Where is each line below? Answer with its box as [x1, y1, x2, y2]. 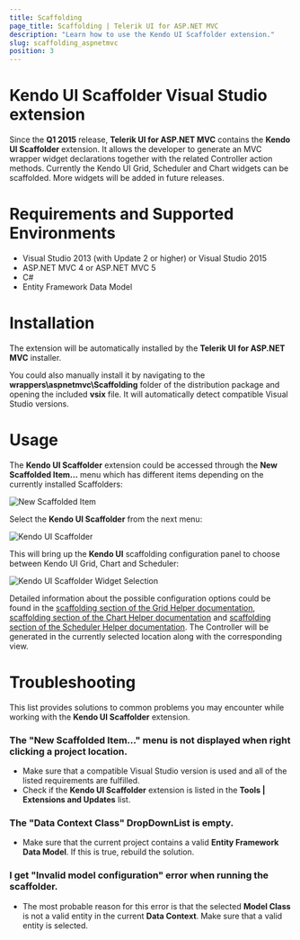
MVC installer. [9, 352, 62, 363]
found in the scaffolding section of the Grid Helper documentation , [9, 602, 256, 613]
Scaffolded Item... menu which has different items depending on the [9, 469, 264, 479]
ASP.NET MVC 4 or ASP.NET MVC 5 [22, 263, 156, 273]
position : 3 [9, 47, 54, 56]
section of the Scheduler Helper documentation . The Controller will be [9, 622, 269, 632]
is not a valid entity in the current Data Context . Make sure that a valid [22, 910, 283, 921]
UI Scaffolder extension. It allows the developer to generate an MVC [9, 144, 262, 155]
